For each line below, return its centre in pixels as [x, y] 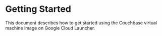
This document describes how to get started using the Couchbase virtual [81, 23]
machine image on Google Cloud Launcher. [50, 28]
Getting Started [38, 9]
